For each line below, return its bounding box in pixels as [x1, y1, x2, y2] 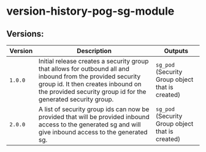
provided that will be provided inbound [39, 113, 150, 121]
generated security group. [39, 95, 114, 103]
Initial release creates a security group [39, 57, 149, 65]
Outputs [164, 47, 189, 55]
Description [76, 47, 112, 55]
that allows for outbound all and [39, 65, 130, 73]
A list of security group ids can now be [39, 105, 150, 114]
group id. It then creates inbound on [39, 80, 142, 88]
